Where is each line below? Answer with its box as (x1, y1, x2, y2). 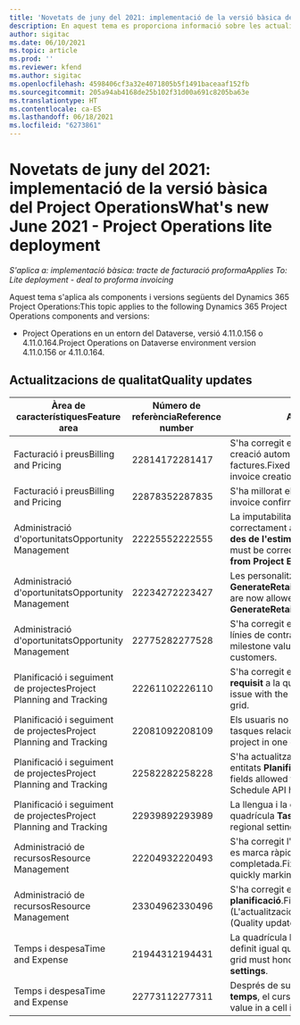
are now (229, 591, 264, 604)
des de (229, 532, 261, 545)
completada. (229, 857, 283, 870)
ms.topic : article (9, 46, 78, 55)
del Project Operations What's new (9, 197, 270, 218)
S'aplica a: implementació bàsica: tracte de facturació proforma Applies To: (9, 264, 287, 275)
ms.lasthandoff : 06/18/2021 (9, 112, 114, 121)
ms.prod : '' (9, 54, 54, 63)
